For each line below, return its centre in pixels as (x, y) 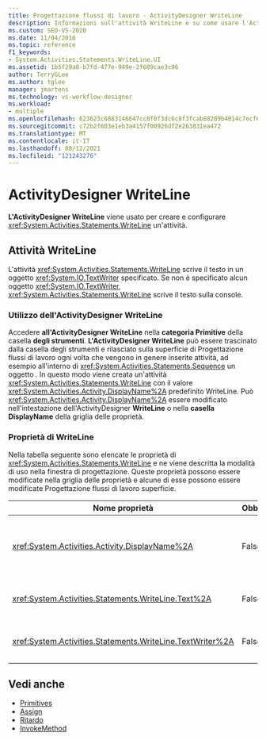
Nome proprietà (123, 508)
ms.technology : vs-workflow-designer (70, 97)
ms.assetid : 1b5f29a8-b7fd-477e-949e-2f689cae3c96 (93, 67)
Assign (31, 711)
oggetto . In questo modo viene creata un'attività (88, 374)
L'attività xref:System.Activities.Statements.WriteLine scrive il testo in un (126, 269)
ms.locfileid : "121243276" (53, 155)
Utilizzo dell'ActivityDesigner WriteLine (85, 315)
